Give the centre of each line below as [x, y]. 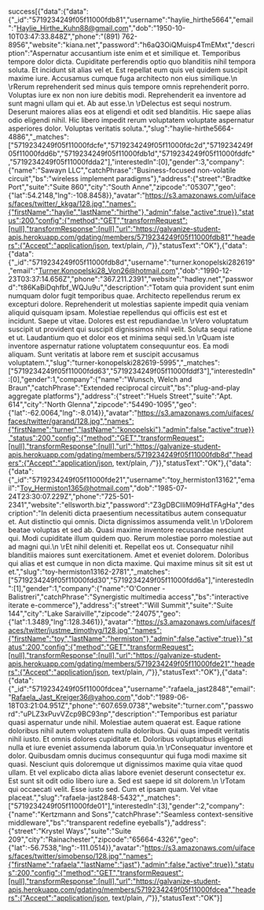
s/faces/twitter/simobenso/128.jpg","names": [81, 856]
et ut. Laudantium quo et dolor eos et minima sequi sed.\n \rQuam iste [121, 337]
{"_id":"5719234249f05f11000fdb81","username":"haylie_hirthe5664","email [131, 20]
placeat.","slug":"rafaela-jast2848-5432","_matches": [94, 797]
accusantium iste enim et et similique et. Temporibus [156, 53]
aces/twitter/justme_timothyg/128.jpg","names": [85, 630]
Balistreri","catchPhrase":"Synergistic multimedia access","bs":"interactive [128, 597]
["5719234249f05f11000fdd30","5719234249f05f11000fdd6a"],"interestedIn [131, 580]
